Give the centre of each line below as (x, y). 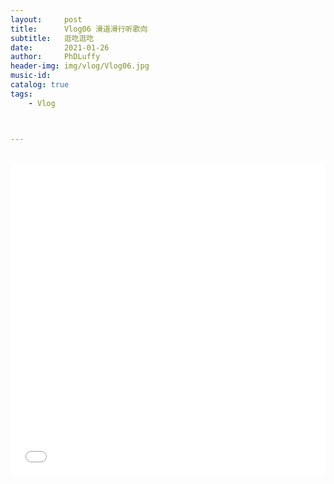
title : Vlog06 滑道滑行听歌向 (79, 29)
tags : (21, 94)
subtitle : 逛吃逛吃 (52, 38)
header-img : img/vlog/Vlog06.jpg (80, 66)
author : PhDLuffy (55, 57)
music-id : (31, 76)
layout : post (46, 19)
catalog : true (40, 85)
